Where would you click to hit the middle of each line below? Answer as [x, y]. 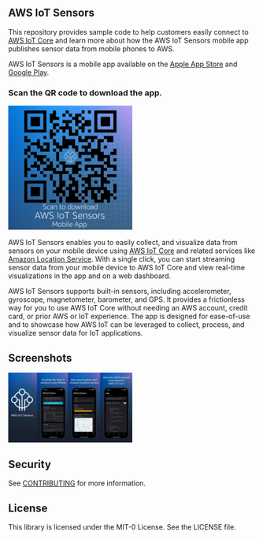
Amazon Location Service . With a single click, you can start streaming [122, 259]
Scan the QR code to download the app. [85, 92]
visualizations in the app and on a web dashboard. [90, 276]
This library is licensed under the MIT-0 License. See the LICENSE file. [122, 527]
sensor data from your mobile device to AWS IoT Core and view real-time [127, 268]
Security [30, 465]
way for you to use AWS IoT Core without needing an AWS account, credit [128, 308]
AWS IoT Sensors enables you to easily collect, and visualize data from [123, 243]
